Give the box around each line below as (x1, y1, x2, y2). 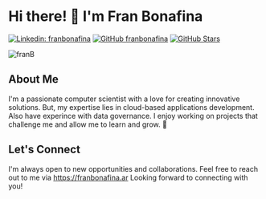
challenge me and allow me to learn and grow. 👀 (8, 120, 167, 129)
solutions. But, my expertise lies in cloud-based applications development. (8, 102, 255, 112)
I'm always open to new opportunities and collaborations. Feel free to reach (8, 164, 259, 173)
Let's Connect (8, 143, 80, 156)
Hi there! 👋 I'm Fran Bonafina (8, 7, 203, 26)
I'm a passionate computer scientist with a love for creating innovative (8, 94, 240, 104)
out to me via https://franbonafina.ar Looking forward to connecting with (8, 173, 248, 182)
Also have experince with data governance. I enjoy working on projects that (8, 111, 259, 120)
